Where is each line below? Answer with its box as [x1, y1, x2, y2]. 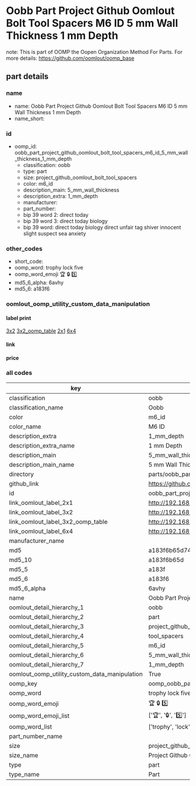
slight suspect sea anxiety [23, 230, 86, 237]
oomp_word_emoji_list [9, 712, 70, 720]
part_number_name [9, 732, 62, 740]
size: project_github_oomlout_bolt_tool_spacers [23, 174, 137, 181]
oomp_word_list [9, 722, 52, 730]
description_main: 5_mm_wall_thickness [23, 186, 120, 193]
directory [9, 470, 34, 478]
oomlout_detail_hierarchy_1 [9, 603, 84, 611]
